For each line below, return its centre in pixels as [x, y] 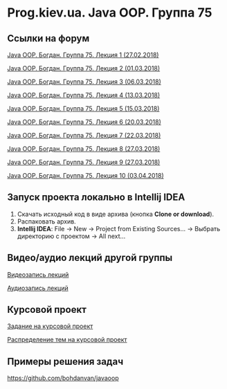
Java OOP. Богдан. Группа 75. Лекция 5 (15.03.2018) [83, 108]
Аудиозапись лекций [38, 288]
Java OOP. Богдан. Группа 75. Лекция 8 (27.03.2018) [84, 149]
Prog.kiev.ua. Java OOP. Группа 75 [110, 13]
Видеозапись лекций [38, 274]
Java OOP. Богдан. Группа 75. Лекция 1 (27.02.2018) [83, 55]
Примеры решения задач [65, 361]
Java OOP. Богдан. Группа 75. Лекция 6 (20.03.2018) [84, 122]
